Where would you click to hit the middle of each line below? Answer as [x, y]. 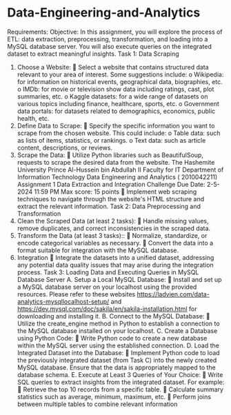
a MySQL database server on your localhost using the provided [107, 287]
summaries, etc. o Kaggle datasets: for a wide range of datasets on [112, 96]
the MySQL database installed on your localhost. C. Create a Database [117, 331]
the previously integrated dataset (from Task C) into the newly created [117, 360]
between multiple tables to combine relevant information [97, 404]
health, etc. [33, 118]
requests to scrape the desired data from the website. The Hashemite [116, 162]
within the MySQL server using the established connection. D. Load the [118, 345]
